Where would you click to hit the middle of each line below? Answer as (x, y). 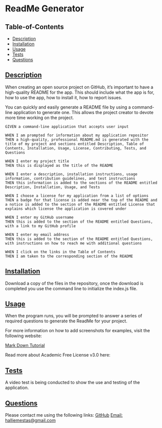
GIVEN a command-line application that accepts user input (67, 126)
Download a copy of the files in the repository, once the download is (74, 283)
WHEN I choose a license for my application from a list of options (77, 195)
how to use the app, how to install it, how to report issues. (64, 97)
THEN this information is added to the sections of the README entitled (81, 183)
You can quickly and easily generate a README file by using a (68, 107)
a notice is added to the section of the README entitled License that (80, 204)
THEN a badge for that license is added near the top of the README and (81, 200)
